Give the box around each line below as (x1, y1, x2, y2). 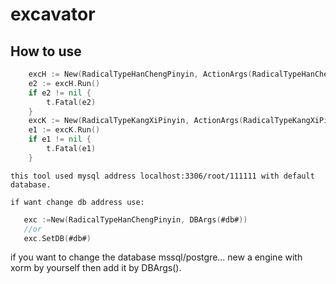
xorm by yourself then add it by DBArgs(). (10, 262, 182, 274)
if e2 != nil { (28, 88, 92, 98)
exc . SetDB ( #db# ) (23, 233, 92, 243)
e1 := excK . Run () (28, 125, 101, 135)
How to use (10, 43, 82, 60)
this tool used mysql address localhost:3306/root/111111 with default (10, 171, 315, 181)
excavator (10, 3, 96, 26)
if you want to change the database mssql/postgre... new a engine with (10, 251, 303, 263)
